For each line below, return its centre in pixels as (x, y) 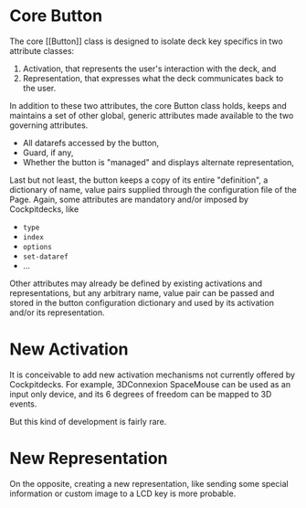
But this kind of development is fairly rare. (88, 421)
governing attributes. (49, 125)
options (37, 247)
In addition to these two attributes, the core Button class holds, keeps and (148, 105)
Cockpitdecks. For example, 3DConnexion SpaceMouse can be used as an (150, 384)
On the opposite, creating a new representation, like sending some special (149, 483)
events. (23, 404)
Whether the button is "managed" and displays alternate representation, (158, 162)
